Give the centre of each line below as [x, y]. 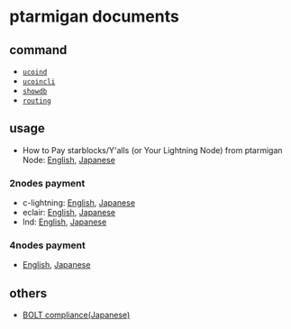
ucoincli [39, 82]
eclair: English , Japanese [68, 213]
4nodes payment [47, 245]
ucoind [35, 72]
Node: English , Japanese [68, 160]
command [38, 50]
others [28, 293]
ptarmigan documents [95, 17]
